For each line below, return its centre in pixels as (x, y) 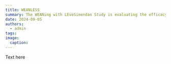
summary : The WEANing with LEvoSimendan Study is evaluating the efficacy (86, 15)
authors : (15, 24)
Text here (15, 57)
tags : (11, 33)
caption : (19, 43)
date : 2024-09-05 (24, 19)
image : (12, 38)
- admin (18, 29)
